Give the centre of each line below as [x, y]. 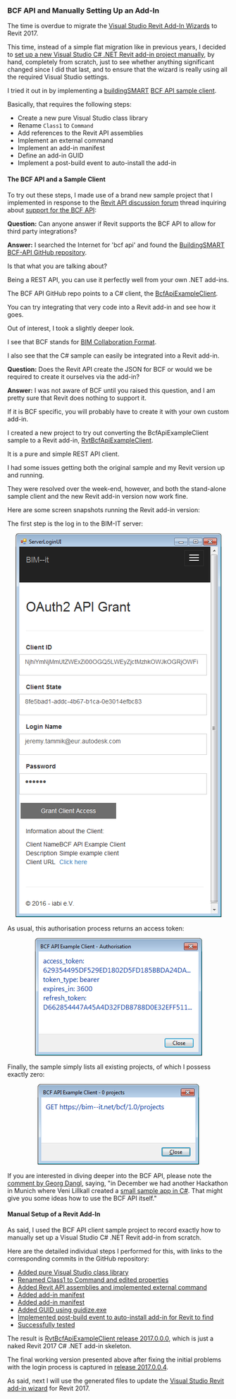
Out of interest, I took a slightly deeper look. [71, 328]
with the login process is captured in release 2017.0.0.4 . [88, 1367]
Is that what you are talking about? [57, 266]
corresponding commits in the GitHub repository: [78, 1259]
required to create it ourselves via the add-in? [73, 377]
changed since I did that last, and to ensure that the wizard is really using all [117, 70]
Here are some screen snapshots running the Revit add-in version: [104, 509]
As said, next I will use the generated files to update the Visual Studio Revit [116, 1381]
